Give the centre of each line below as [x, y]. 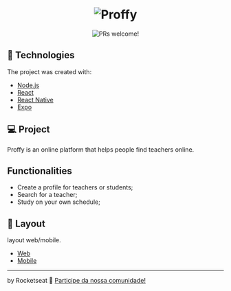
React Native [35, 100]
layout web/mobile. [34, 240]
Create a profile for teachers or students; [75, 187]
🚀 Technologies [41, 55]
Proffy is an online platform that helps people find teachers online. [101, 149]
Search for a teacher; [47, 195]
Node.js [28, 85]
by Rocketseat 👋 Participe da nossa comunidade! [77, 281]
